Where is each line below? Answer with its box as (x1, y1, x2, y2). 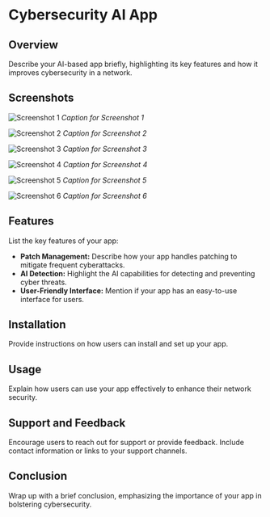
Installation (8, 317, 66, 332)
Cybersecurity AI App (8, 6, 158, 24)
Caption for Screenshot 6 (62, 191, 147, 200)
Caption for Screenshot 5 (62, 175, 147, 185)
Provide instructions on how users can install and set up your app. (8, 339, 229, 349)
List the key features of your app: (8, 236, 119, 246)
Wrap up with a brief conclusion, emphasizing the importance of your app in (8, 490, 262, 500)
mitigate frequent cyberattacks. (19, 260, 125, 270)
